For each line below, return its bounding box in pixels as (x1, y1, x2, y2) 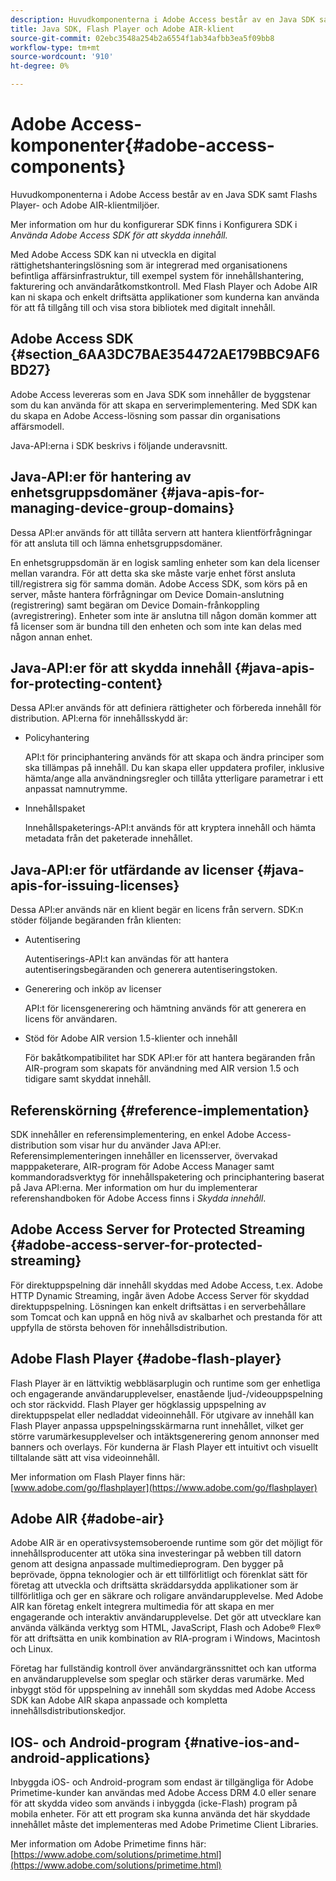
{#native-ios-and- (183, 1734, 300, 1751)
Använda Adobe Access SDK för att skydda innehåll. (10, 229, 228, 241)
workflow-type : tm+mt (10, 42, 101, 53)
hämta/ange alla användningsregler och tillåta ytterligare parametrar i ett (24, 772, 324, 785)
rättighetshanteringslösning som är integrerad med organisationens (10, 259, 288, 271)
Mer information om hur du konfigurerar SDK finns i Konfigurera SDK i (10, 218, 298, 230)
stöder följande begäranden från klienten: (10, 914, 182, 926)
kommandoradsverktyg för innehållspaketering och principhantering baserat (10, 1171, 325, 1183)
